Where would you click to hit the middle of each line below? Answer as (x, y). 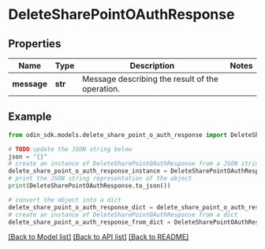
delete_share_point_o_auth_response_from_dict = (90, 222)
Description (152, 66)
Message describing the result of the (150, 79)
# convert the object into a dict (65, 200)
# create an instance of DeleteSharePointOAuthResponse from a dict (123, 214)
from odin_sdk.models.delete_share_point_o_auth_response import (118, 135)
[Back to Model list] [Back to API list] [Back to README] (99, 237)
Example (30, 117)
